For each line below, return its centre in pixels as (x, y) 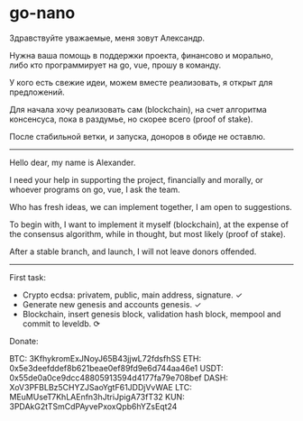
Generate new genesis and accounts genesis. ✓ (112, 304)
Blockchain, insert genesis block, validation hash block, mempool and (151, 314)
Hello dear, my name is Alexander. (73, 162)
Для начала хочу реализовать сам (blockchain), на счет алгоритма (138, 109)
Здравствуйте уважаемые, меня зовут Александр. (107, 38)
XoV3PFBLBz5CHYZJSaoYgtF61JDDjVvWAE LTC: (101, 387)
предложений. (37, 92)
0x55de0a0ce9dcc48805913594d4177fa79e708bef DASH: (119, 378)
